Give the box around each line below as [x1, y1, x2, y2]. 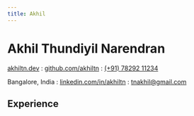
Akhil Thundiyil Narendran [7, 40, 166, 56]
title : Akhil [7, 10, 46, 18]
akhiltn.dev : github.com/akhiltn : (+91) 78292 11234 [7, 64, 159, 72]
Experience [7, 98, 59, 110]
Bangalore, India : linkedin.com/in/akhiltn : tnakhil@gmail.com [7, 77, 187, 86]
